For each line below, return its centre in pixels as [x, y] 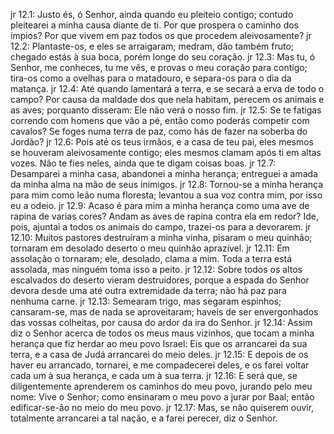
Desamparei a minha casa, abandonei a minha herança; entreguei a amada [164, 173]
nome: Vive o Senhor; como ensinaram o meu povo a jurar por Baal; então [162, 397]
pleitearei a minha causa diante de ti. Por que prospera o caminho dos [155, 25]
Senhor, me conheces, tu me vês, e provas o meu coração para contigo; [159, 67]
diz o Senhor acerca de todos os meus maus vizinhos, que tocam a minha [162, 333]
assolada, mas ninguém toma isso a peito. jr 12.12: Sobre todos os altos [156, 269]
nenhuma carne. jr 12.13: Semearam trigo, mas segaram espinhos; [146, 301]
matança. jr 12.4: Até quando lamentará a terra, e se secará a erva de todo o [167, 88]
